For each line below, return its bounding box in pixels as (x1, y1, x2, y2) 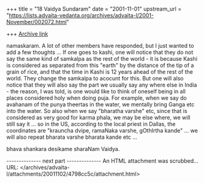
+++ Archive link (6, 30, 48, 37)
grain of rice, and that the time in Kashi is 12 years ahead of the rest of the (6, 68, 193, 76)
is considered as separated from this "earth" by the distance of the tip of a (6, 61, 194, 69)
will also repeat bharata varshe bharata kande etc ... (6, 133, 138, 141)
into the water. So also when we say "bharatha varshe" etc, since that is (6, 107, 188, 114)
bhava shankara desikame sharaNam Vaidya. (6, 146, 120, 152)
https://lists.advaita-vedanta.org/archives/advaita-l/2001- (9, 12, 154, 19)
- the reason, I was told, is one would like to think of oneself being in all (6, 88, 186, 95)
